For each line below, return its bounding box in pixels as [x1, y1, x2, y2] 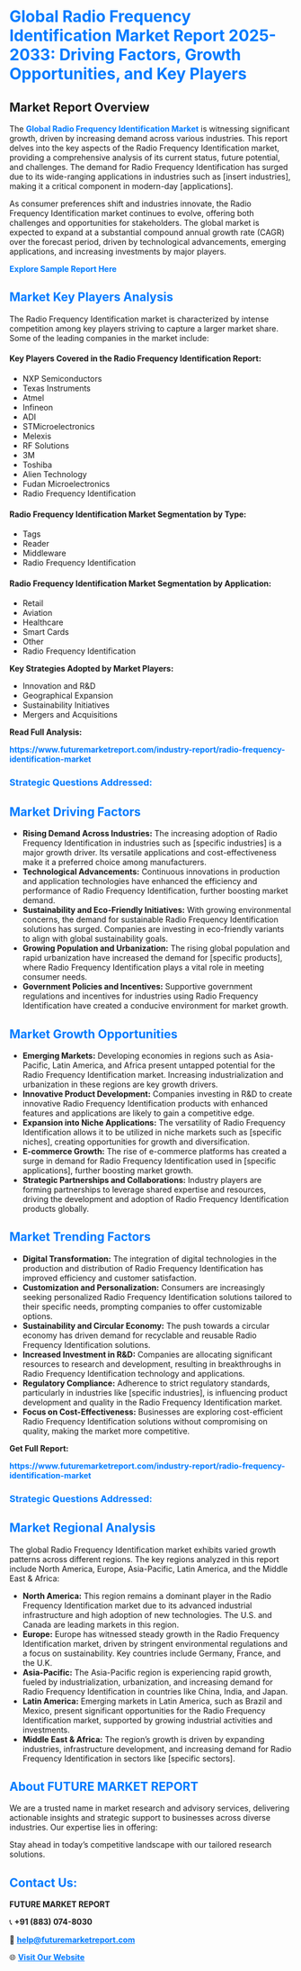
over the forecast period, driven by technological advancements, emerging [9, 237, 287, 247]
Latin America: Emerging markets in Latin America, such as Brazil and [22, 1695, 283, 1706]
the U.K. [22, 1657, 53, 1668]
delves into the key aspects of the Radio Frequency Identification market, [9, 142, 280, 153]
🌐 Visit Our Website [9, 1952, 85, 1963]
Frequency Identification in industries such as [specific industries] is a [22, 837, 282, 848]
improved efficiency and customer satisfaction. [22, 1272, 198, 1283]
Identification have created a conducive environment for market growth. [22, 1000, 289, 1011]
